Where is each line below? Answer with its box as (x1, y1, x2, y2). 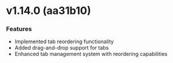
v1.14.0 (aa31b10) (6, 4, 91, 17)
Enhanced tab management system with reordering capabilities (14, 51, 168, 58)
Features (6, 25, 32, 33)
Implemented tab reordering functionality (14, 38, 114, 45)
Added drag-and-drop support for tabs (14, 44, 109, 51)
